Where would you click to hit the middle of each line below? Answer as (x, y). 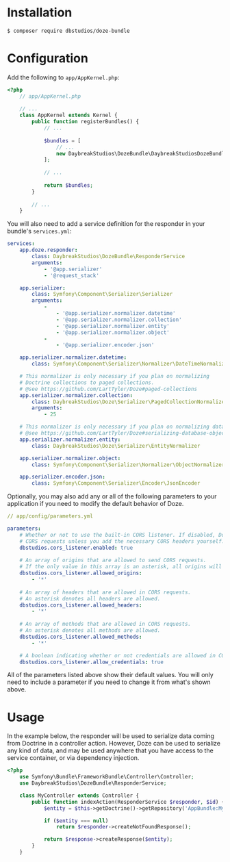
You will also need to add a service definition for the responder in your (106, 224)
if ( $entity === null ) (76, 821)
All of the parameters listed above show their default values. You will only (110, 675)
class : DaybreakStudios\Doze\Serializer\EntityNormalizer (116, 446)
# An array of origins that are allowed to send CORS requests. (113, 560)
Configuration (48, 58)
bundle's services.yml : (39, 231)
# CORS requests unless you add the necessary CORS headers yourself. (122, 541)
